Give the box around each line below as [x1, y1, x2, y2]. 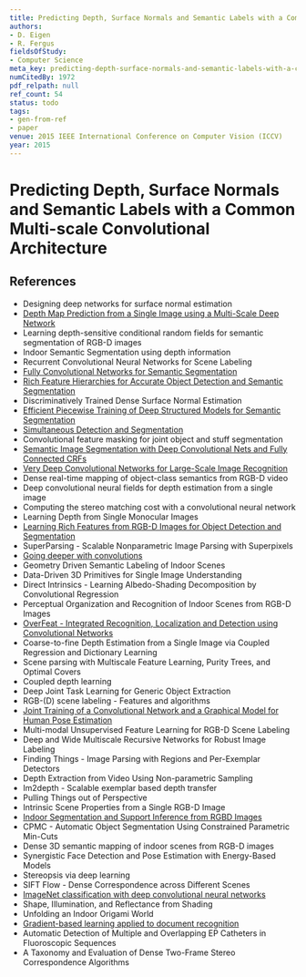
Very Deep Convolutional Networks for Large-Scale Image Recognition [22, 462, 289, 474]
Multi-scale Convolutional [9, 218, 210, 239]
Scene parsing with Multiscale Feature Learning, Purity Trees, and [22, 656, 271, 667]
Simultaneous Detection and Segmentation [22, 424, 184, 435]
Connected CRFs [22, 453, 87, 464]
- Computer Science [9, 56, 84, 65]
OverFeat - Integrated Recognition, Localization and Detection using [22, 617, 279, 629]
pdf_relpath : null [9, 81, 79, 90]
